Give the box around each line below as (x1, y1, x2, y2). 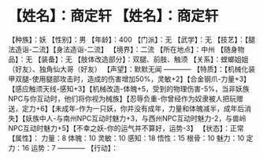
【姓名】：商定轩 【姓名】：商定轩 (8, 7, 219, 25)
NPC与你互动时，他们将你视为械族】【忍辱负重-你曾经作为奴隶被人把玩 (8, 94, 237, 103)
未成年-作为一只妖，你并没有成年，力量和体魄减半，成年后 (54, 103, 245, 113)
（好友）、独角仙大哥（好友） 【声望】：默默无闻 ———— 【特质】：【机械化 (8, 64, 249, 73)
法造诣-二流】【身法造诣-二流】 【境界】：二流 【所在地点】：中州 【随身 (8, 44, 238, 54)
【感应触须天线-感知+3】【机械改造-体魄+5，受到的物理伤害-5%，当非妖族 (8, 84, 250, 93)
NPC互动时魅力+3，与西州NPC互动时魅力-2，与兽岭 (76, 113, 246, 123)
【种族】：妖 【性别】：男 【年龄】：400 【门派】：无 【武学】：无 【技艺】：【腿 (8, 35, 256, 44)
